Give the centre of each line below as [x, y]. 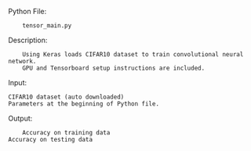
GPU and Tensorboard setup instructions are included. [114, 68]
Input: [18, 83]
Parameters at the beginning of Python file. [84, 104]
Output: [20, 118]
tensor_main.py [47, 26]
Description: [28, 40]
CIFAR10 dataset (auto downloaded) [66, 97]
